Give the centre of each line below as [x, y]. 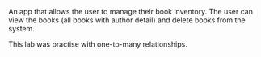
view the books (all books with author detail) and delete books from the [127, 20]
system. [21, 28]
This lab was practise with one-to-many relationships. [98, 44]
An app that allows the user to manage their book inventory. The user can [130, 12]
